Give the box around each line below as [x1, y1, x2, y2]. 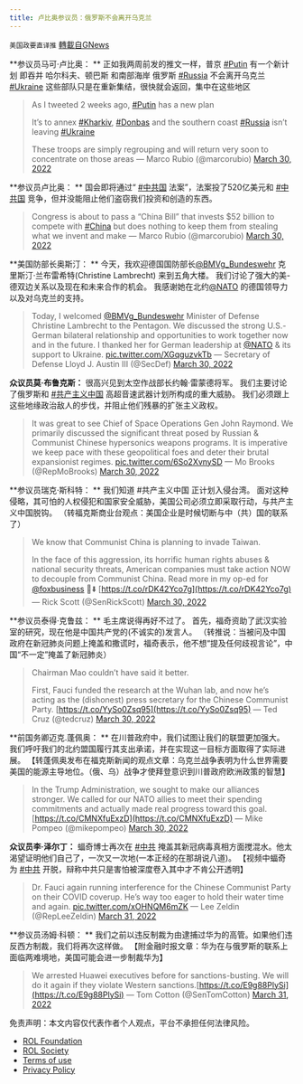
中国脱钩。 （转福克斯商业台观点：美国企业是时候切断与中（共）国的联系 [16, 507, 289, 518]
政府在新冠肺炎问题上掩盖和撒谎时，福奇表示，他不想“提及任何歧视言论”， [9, 637, 286, 648]
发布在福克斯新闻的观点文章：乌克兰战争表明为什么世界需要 [66, 754, 289, 765]
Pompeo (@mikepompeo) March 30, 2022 [31, 822, 188, 833]
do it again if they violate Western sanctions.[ [31, 979, 200, 990]
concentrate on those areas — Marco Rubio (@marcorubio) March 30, [31, 153, 292, 164]
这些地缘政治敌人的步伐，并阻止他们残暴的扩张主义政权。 [9, 400, 223, 410]
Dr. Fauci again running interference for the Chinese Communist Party [31, 881, 291, 892]
